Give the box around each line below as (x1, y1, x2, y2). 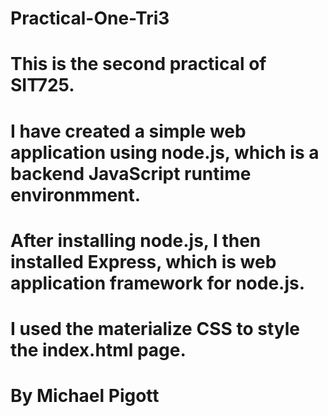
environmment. (10, 183, 142, 206)
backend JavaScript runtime (10, 162, 252, 185)
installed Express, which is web (10, 250, 277, 273)
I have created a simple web (10, 120, 247, 142)
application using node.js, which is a (10, 141, 320, 164)
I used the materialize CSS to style (10, 317, 300, 340)
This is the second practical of (10, 53, 267, 76)
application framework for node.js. (10, 272, 306, 294)
